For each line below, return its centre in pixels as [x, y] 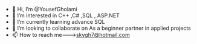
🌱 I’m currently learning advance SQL [58, 22]
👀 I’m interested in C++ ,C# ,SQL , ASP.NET [66, 15]
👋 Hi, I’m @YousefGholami [44, 9]
